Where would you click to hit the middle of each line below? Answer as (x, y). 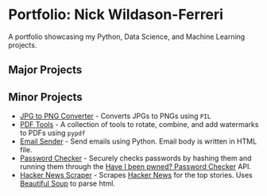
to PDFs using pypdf (52, 133)
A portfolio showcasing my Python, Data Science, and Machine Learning (127, 37)
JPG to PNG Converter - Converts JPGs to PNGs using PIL (115, 116)
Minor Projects (46, 97)
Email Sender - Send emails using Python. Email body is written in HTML (138, 141)
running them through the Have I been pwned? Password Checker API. (135, 167)
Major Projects (45, 70)
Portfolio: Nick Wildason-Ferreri (116, 15)
